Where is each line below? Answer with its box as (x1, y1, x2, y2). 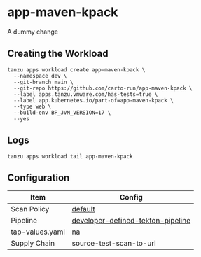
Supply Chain (11, 239, 55, 249)
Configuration (7, 172, 70, 183)
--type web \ (13, 103, 52, 110)
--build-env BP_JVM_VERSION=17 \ (13, 109, 111, 116)
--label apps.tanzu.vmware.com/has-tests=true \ (13, 90, 158, 98)
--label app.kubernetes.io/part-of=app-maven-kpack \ (13, 97, 174, 104)
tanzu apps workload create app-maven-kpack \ (7, 66, 146, 74)
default (71, 204, 96, 214)
